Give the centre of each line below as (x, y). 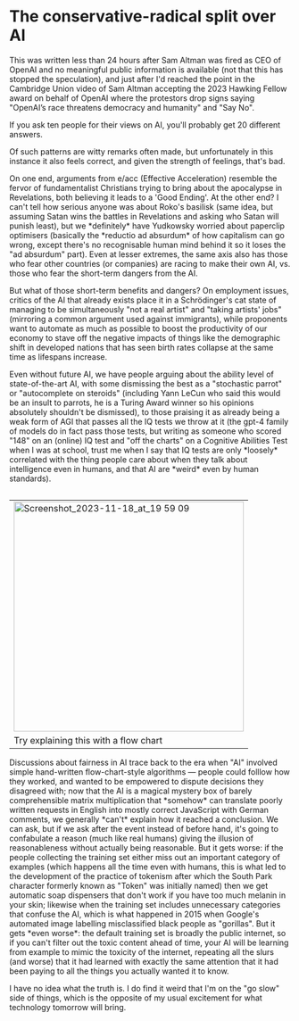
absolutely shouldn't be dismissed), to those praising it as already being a (145, 411)
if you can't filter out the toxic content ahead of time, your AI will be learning (149, 942)
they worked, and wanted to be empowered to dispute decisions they (137, 781)
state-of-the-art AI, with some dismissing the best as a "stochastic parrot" (146, 383)
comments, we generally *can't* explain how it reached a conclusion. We (144, 819)
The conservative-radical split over (143, 17)
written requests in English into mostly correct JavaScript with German (139, 809)
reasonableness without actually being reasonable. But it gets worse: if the (146, 847)
